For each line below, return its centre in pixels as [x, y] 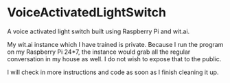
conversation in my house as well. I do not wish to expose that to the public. [114, 59]
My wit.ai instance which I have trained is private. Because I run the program [115, 44]
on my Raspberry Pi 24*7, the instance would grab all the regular [99, 52]
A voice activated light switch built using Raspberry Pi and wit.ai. [99, 31]
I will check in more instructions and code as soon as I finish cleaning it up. [113, 72]
